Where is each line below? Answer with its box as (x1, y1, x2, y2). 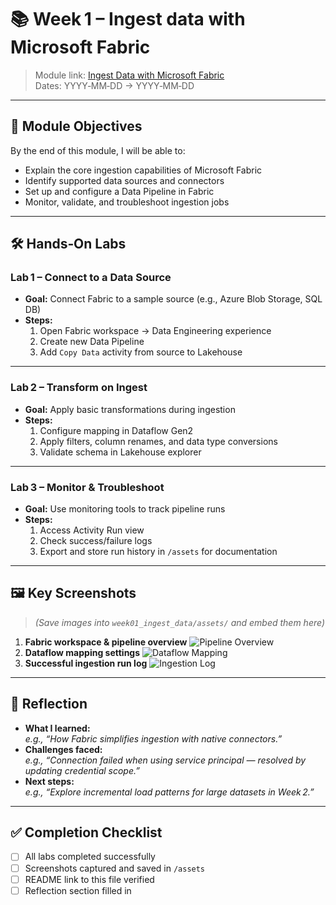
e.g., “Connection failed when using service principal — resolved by (24, 754, 307, 766)
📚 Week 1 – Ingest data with (10, 8, 246, 31)
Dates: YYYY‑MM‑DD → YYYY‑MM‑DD (34, 79, 195, 91)
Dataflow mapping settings (24, 646, 141, 658)
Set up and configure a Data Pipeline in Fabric (24, 185, 215, 197)
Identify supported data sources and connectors (24, 174, 225, 186)
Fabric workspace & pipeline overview (24, 636, 188, 648)
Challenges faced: (24, 743, 103, 755)
